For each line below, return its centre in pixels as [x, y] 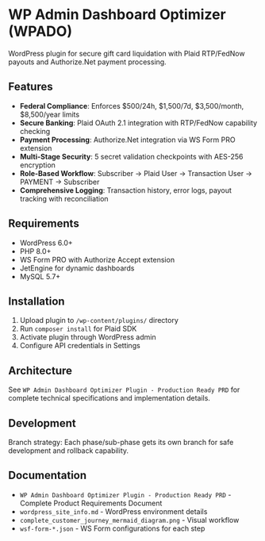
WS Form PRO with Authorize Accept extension [97, 259]
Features [31, 87]
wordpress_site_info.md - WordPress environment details [113, 511]
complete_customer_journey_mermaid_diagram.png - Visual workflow [129, 520]
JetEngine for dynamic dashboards [77, 268]
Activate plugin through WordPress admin [88, 337]
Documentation [48, 476]
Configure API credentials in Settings [80, 346]
